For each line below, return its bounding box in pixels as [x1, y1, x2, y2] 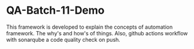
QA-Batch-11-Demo [6, 4, 105, 17]
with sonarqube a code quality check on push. [6, 36, 121, 43]
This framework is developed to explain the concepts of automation [6, 23, 173, 30]
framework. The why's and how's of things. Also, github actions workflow [6, 29, 188, 36]
